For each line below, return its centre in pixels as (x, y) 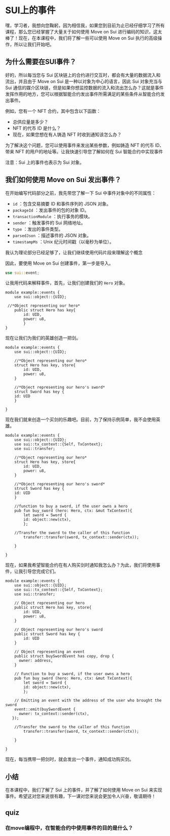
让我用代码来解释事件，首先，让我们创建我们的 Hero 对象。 (67, 283)
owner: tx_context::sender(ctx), (54, 714)
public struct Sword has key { (47, 634)
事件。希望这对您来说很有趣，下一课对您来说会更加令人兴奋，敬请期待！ (80, 796)
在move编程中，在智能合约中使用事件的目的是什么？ (69, 828)
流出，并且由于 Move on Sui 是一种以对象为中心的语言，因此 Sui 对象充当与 (84, 81)
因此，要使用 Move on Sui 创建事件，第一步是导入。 (59, 263)
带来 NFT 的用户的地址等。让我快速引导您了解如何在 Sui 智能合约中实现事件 (84, 151)
